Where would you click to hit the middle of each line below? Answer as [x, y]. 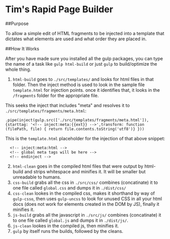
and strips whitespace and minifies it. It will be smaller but [85, 171]
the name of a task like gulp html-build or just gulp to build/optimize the [81, 64]
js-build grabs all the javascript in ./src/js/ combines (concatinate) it [87, 215]
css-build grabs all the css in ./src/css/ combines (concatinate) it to [85, 182]
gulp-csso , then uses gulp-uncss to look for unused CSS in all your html [87, 198]
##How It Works [22, 48]
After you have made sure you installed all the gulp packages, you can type [84, 58]
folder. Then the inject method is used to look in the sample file [79, 85]
